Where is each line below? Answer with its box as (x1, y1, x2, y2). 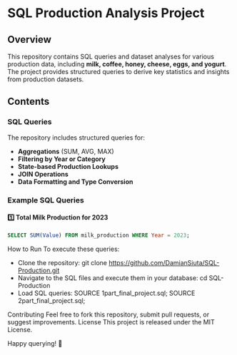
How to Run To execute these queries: (7, 245, 120, 253)
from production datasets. (7, 75, 84, 83)
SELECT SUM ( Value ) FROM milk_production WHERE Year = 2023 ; (7, 232, 191, 239)
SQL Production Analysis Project (7, 5, 205, 21)
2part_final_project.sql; (17, 296, 86, 304)
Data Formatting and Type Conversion (17, 177, 133, 186)
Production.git (17, 266, 60, 274)
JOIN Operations (17, 170, 69, 178)
